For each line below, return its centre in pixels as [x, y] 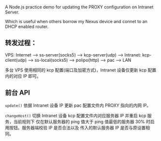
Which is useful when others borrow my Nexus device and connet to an [76, 21]
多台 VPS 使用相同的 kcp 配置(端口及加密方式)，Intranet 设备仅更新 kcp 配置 [80, 70]
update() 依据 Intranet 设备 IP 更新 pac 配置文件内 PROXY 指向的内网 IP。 [78, 105]
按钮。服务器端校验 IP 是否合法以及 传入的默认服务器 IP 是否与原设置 [77, 127]
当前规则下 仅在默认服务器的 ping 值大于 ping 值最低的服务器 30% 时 [82, 121]
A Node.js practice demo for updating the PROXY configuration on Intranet [79, 7]
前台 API [18, 93]
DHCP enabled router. [27, 27]
